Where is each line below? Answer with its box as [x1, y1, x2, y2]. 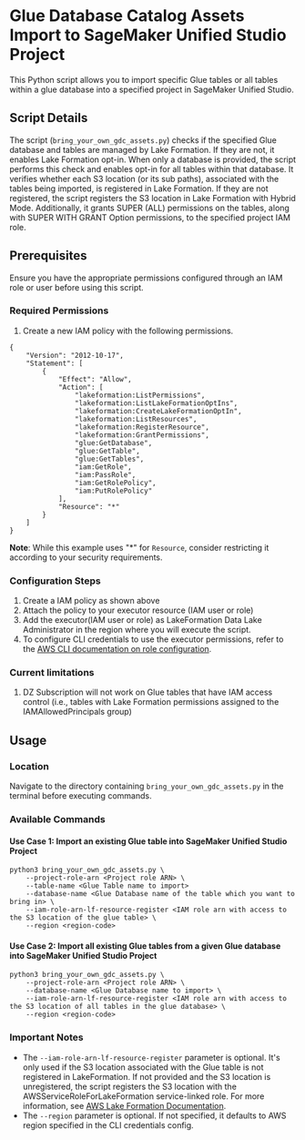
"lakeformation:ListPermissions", [74, 391, 206, 400]
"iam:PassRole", [74, 470, 137, 479]
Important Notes [9, 1031, 84, 1043]
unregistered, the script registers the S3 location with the [22, 1081, 237, 1092]
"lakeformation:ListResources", [74, 414, 198, 423]
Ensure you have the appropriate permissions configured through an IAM [9, 272, 283, 283]
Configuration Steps [9, 575, 102, 587]
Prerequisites [9, 248, 87, 264]
